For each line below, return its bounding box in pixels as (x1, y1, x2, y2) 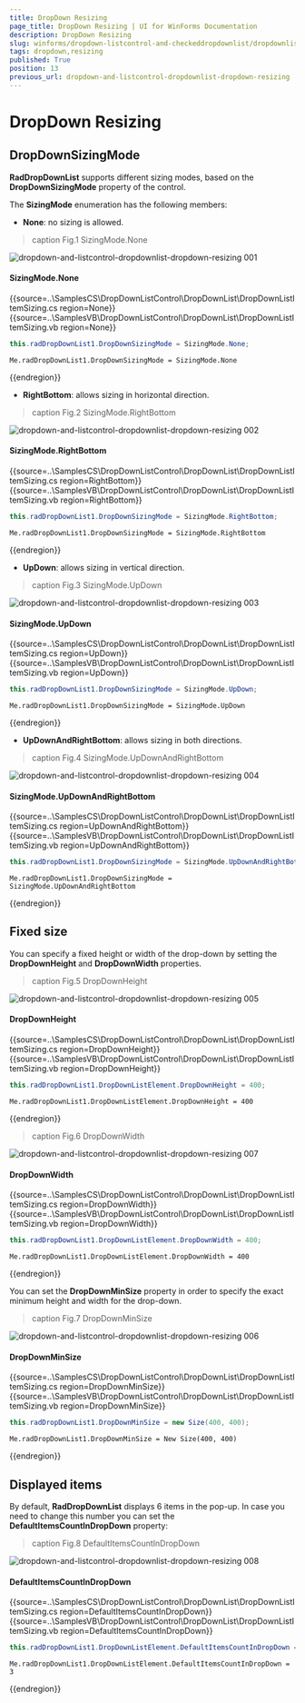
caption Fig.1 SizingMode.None (31, 234, 148, 245)
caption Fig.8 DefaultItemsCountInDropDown (31, 1538, 201, 1549)
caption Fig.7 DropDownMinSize (31, 1313, 152, 1324)
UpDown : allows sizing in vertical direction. (22, 562, 185, 573)
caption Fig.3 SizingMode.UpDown (31, 579, 162, 591)
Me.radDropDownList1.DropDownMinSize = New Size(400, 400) (9, 1435, 238, 1444)
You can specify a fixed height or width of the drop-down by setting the (9, 948, 278, 959)
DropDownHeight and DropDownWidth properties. (9, 958, 202, 969)
